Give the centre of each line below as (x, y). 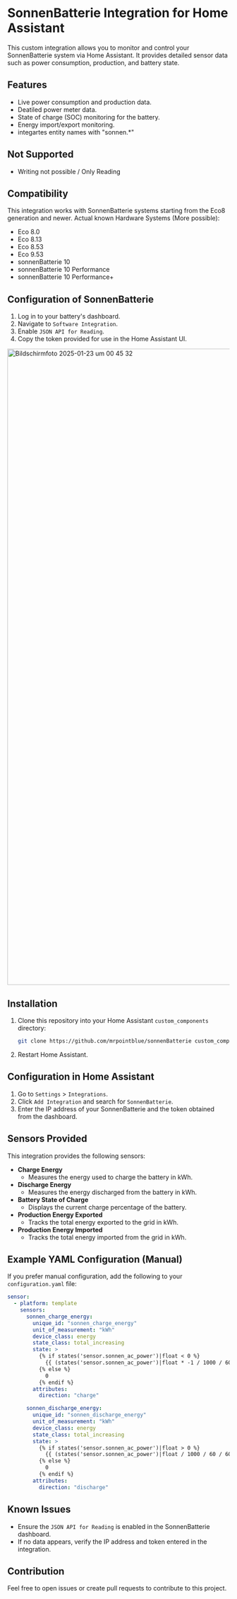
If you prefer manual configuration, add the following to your (95, 1276)
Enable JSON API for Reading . (61, 331)
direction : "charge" (69, 1396)
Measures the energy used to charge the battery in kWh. (110, 1177)
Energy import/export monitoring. (66, 125)
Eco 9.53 (30, 254)
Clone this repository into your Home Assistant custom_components (113, 1020)
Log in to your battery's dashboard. (69, 316)
